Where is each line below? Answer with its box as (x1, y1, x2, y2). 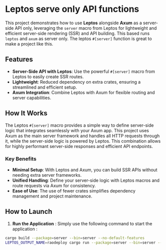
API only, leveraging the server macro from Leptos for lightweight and (14, 25, 157, 31)
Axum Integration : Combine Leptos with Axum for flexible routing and (12, 89, 155, 95)
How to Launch (5, 207, 53, 216)
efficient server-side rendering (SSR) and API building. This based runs (5, 30, 150, 36)
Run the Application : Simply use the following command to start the (12, 220, 152, 226)
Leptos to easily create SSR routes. (12, 73, 84, 80)
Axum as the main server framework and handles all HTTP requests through (5, 133, 160, 139)
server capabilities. (12, 95, 51, 100)
